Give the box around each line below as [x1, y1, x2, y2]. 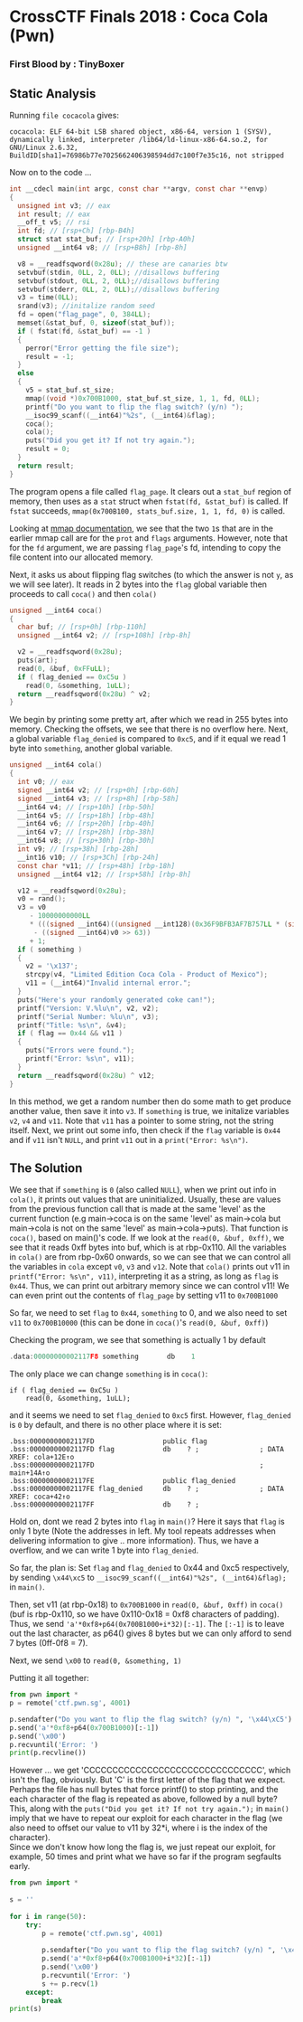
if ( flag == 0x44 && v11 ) [17, 1029, 124, 1038]
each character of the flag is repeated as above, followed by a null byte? [9, 1793, 278, 1805]
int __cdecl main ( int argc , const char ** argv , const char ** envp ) [9, 184, 269, 194]
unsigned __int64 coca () [9, 606, 103, 615]
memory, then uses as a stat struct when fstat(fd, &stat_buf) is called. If [9, 496, 289, 506]
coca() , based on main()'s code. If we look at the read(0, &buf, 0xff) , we [9, 1233, 285, 1243]
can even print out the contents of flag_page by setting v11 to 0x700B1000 [9, 1290, 279, 1301]
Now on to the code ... [9, 166, 92, 177]
